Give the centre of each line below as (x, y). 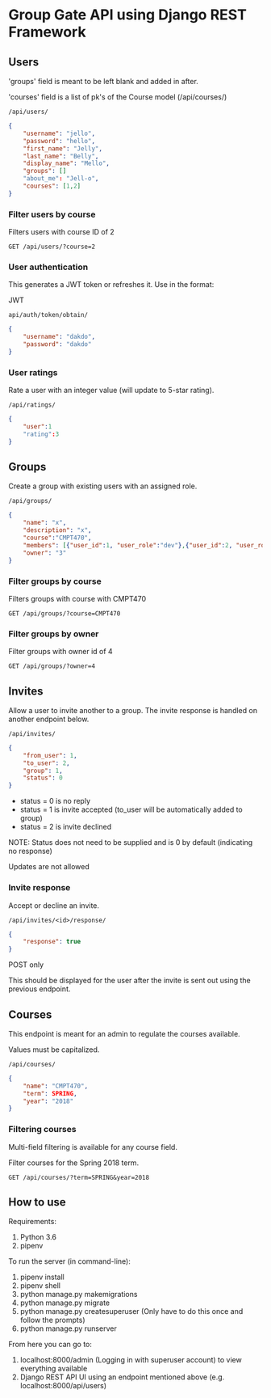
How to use (37, 1202)
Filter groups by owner (54, 634)
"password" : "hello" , (59, 141)
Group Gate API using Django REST (128, 15)
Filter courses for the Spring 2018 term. (74, 1163)
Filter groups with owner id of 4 (60, 652)
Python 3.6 (38, 1237)
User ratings (33, 372)
